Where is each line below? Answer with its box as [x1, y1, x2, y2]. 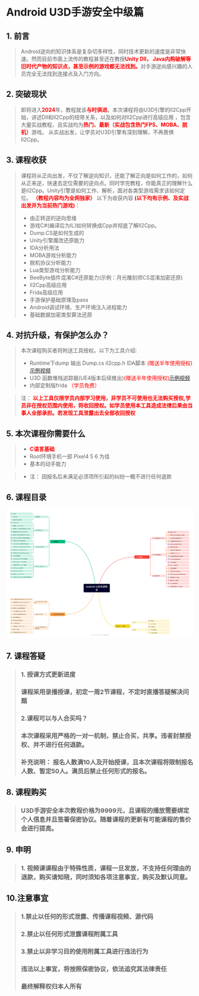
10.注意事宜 [6, 893, 49, 903]
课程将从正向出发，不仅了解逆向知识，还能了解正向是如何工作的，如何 [20, 172, 193, 179]
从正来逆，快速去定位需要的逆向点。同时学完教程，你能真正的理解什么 [20, 179, 193, 186]
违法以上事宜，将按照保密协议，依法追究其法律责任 [20, 964, 168, 973]
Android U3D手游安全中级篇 [6, 5, 144, 19]
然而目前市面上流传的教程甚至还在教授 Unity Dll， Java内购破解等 [31, 55, 191, 62]
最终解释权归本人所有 [20, 982, 82, 991]
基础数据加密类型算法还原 [29, 311, 93, 318]
